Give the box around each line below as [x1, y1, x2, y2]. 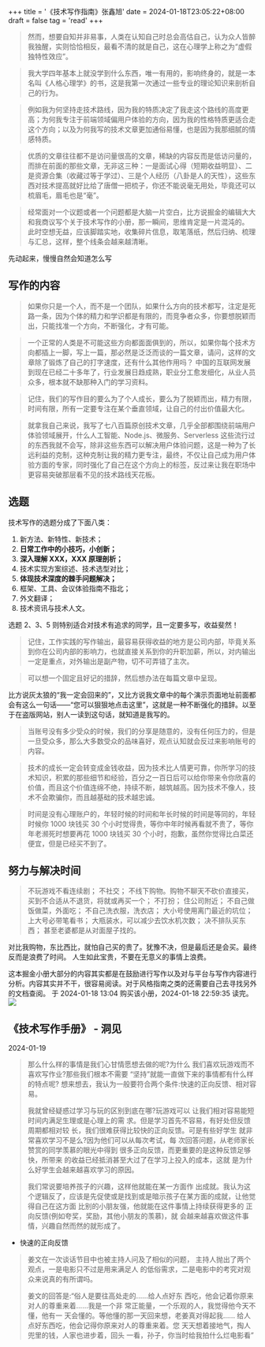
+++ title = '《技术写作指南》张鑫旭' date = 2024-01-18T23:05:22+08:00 [8, 7, 244, 16]
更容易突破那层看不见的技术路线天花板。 [27, 470, 159, 479]
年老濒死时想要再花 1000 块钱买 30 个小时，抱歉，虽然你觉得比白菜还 [27, 828, 254, 838]
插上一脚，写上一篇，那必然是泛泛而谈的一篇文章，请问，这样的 [41, 348, 249, 357]
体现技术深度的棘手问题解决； [19, 574, 117, 583]
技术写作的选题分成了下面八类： [8, 517, 112, 527]
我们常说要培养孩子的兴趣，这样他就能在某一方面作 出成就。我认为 [27, 1181, 244, 1192]
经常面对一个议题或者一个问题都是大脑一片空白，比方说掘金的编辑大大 [27, 207, 256, 217]
